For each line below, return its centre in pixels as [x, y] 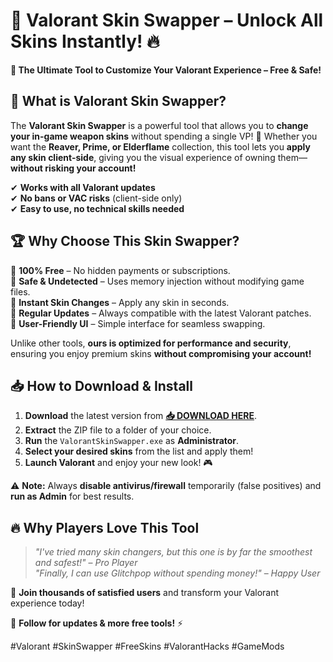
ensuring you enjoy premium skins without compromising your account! [161, 353]
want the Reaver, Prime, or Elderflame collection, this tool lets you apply [160, 146]
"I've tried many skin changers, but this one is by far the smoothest [173, 552]
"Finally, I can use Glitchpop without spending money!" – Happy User [177, 573]
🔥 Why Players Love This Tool [105, 527]
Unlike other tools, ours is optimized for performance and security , [151, 343]
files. [20, 291]
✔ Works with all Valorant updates [83, 187]
